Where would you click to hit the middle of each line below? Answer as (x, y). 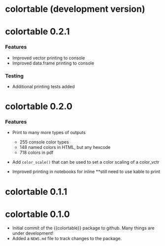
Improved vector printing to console (49, 58)
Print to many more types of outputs (49, 133)
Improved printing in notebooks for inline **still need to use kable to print (86, 172)
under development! (33, 233)
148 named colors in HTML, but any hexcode (65, 147)
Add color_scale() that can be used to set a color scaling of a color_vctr (86, 162)
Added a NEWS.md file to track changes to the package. (67, 238)
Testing (14, 76)
